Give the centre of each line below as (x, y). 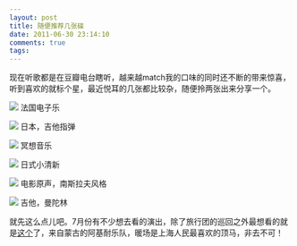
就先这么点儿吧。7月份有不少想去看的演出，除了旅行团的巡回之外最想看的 (144, 222)
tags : (19, 51)
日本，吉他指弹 (48, 127)
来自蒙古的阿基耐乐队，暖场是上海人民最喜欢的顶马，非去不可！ (165, 233)
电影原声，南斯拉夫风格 (64, 183)
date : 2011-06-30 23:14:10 (59, 34)
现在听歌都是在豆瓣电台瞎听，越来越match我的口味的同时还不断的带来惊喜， (150, 78)
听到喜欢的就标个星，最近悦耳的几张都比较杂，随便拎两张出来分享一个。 (142, 89)
